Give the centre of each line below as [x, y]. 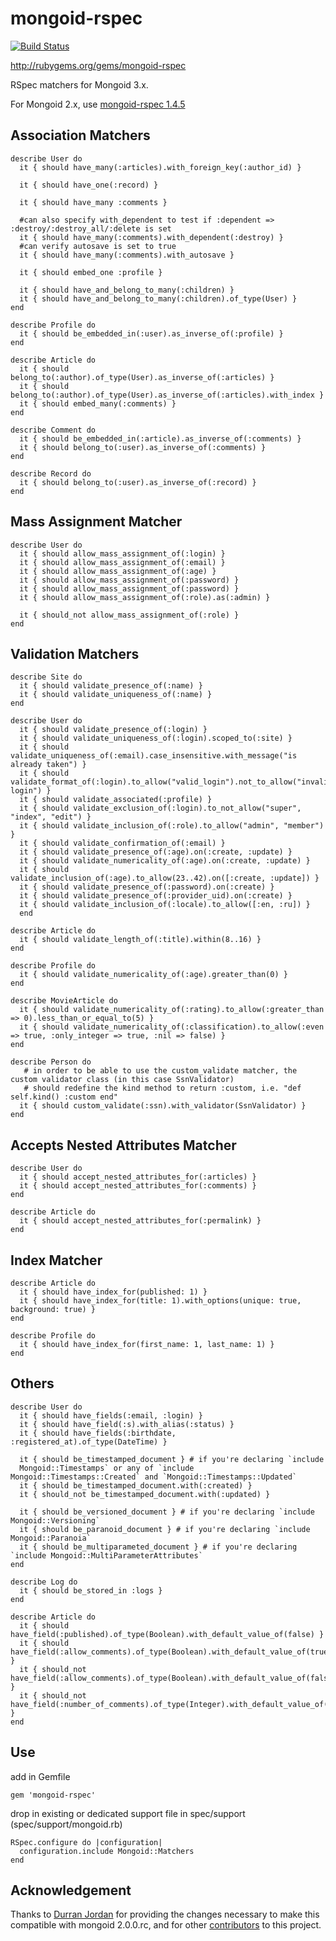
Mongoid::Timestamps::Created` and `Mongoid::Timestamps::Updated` [154, 1477]
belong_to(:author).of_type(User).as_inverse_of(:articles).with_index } [167, 395]
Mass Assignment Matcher [96, 522]
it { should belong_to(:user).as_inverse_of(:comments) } [143, 447]
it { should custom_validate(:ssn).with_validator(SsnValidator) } [163, 1106]
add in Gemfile [40, 1776]
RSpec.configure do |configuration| [86, 1842]
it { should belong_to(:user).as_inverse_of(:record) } [138, 482]
